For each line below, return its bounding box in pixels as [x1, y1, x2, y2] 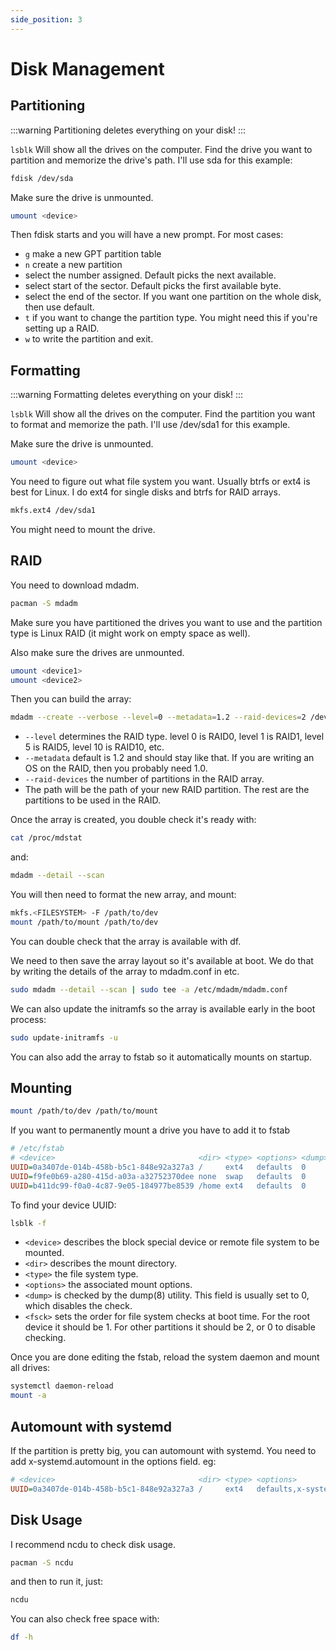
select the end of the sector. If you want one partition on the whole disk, [24, 291, 322, 303]
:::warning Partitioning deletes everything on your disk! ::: [10, 124, 247, 136]
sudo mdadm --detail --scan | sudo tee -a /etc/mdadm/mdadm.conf [10, 984, 288, 995]
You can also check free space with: [10, 1613, 160, 1625]
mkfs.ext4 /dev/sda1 [10, 506, 97, 516]
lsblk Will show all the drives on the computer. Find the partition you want [10, 408, 316, 420]
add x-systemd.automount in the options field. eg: [10, 1456, 217, 1467]
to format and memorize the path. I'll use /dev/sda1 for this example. [10, 419, 291, 431]
